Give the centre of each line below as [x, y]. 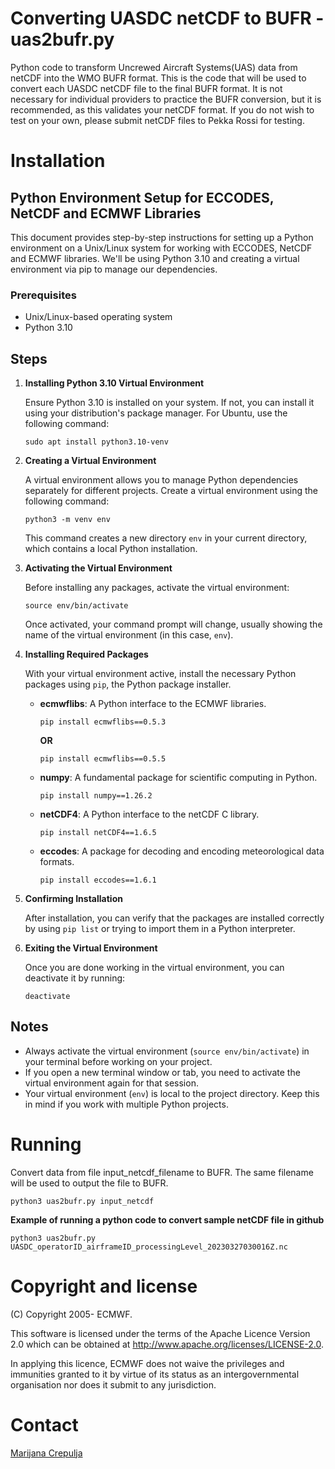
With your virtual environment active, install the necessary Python [160, 674]
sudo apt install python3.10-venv [96, 442]
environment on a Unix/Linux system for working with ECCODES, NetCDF [161, 248]
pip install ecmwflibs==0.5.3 [103, 722]
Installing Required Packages [86, 654]
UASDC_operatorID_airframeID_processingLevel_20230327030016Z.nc [149, 1247]
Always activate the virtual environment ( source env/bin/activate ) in [167, 1051]
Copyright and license [104, 1286]
